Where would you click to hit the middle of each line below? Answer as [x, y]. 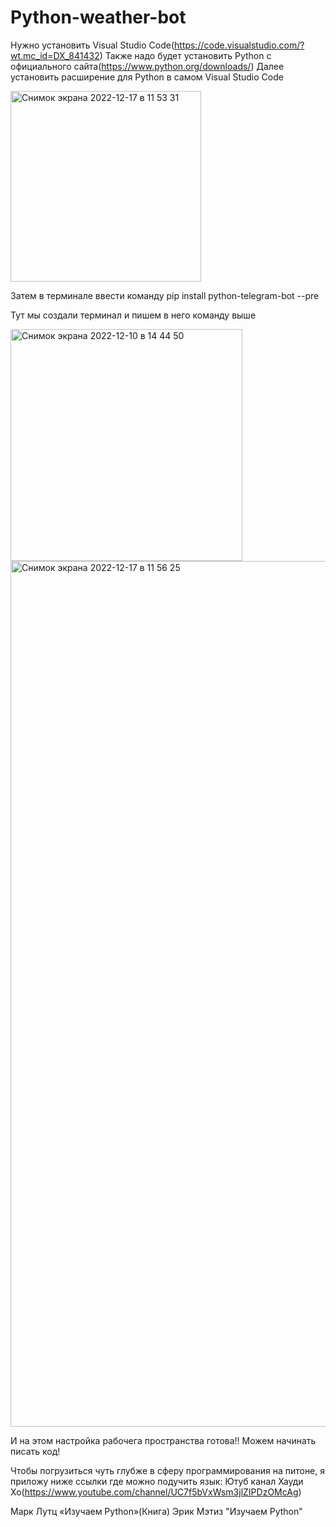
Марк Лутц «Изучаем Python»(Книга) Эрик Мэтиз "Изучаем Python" [156, 1511]
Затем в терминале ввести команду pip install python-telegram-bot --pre [165, 295]
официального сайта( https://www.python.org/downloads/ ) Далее [147, 66]
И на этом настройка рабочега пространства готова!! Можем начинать [163, 1440]
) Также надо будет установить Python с [185, 55]
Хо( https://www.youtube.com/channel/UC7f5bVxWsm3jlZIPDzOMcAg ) [156, 1492]
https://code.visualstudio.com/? [239, 45]
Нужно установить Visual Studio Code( [92, 45]
